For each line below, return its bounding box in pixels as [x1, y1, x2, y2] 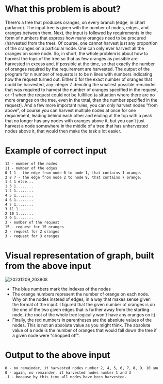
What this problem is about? [5, 3, 121, 15]
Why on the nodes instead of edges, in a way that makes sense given [12, 296, 151, 302]
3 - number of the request [5, 220, 60, 225]
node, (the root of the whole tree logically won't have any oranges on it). [12, 311, 157, 317]
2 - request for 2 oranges [5, 229, 60, 234]
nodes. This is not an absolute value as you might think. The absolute [12, 322, 150, 328]
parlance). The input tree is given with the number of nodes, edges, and [5, 24, 149, 30]
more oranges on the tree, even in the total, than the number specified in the [5, 97, 158, 103]
